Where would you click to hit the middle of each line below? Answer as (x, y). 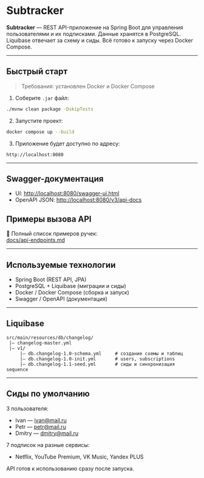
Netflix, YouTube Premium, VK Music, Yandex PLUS (79, 457)
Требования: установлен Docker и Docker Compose (88, 86)
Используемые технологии (61, 265)
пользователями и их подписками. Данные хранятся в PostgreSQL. (93, 33)
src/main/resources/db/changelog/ (50, 338)
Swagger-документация (55, 179)
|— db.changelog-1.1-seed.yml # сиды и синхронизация (97, 364)
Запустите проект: (39, 121)
